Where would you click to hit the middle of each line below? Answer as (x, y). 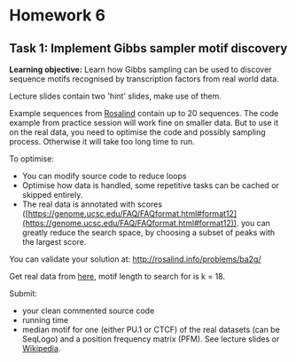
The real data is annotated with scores (92, 204)
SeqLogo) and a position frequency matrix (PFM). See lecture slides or (151, 339)
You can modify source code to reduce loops (104, 176)
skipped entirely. (52, 195)
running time (45, 320)
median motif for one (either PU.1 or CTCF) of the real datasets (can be (151, 330)
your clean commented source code (88, 311)
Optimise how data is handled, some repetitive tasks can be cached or (150, 185)
